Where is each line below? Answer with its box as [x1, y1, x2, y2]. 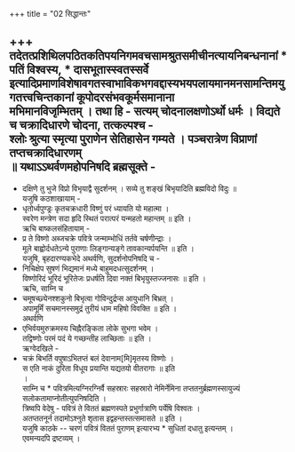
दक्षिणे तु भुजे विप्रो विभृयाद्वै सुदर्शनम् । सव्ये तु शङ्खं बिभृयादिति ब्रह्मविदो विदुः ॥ [21, 183, 237, 194]
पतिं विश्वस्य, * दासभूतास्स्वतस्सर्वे [9, 62, 149, 77]
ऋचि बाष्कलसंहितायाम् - [21, 223, 91, 234]
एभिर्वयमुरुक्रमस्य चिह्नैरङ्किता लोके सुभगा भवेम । [21, 322, 158, 333]
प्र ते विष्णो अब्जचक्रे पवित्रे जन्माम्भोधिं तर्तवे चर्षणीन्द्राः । [21, 233, 171, 243]
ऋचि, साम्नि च [21, 282, 64, 293]
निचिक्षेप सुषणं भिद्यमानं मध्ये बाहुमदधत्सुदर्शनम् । [21, 263, 155, 274]
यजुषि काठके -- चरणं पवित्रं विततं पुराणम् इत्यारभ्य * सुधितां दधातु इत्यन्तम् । [21, 423, 234, 433]
